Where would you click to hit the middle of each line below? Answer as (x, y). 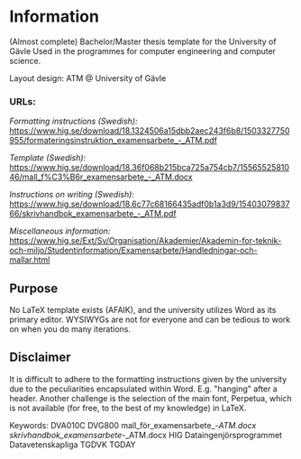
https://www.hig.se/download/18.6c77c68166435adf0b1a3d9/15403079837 (150, 204)
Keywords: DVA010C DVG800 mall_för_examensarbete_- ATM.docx (133, 425)
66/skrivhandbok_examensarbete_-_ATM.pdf (93, 214)
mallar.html (30, 260)
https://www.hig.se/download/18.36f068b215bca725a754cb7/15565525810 (150, 168)
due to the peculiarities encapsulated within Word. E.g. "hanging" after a (143, 389)
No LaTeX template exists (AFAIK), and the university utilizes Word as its (143, 310)
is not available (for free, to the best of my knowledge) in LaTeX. (128, 408)
